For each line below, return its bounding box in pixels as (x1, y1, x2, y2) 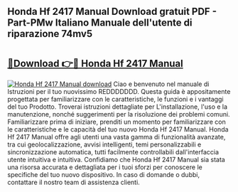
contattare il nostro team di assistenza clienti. (7, 178, 140, 186)
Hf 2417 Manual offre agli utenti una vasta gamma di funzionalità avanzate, (7, 133, 226, 141)
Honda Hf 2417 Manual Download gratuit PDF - (7, 6, 217, 18)
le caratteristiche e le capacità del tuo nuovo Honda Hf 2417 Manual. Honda (7, 125, 229, 134)
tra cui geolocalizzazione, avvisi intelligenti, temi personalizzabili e (7, 140, 202, 149)
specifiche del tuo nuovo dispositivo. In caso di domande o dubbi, (7, 171, 200, 178)
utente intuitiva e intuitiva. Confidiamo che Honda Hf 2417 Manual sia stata (7, 156, 225, 164)
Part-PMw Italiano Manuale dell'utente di (7, 17, 193, 29)
